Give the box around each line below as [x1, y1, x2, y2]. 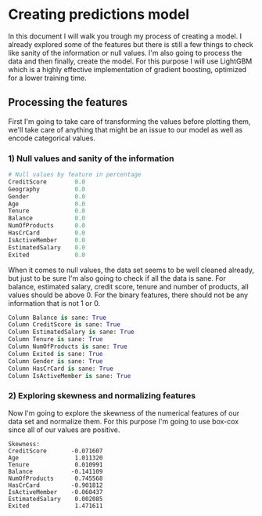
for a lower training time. [8, 73, 88, 82]
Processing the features [8, 96, 128, 109]
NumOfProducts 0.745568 [8, 474, 103, 482]
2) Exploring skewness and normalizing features [8, 391, 196, 402]
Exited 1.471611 [8, 502, 103, 510]
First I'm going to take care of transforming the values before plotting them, [8, 116, 251, 126]
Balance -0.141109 [8, 467, 103, 475]
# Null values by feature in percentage [8, 171, 142, 179]
